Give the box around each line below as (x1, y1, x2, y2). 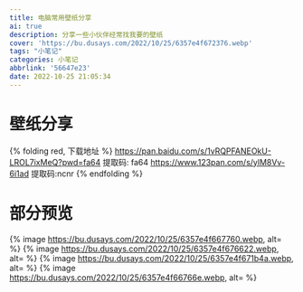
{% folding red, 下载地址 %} (9, 146, 113, 156)
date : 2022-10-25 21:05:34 (9, 72, 111, 81)
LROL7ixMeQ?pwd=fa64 (9, 156, 101, 167)
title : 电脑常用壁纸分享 (9, 13, 92, 23)
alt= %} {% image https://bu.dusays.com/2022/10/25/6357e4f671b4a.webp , (9, 252, 294, 263)
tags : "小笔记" (9, 47, 62, 56)
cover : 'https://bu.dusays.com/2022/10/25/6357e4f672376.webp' (9, 38, 253, 48)
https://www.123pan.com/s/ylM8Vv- (150, 156, 286, 167)
